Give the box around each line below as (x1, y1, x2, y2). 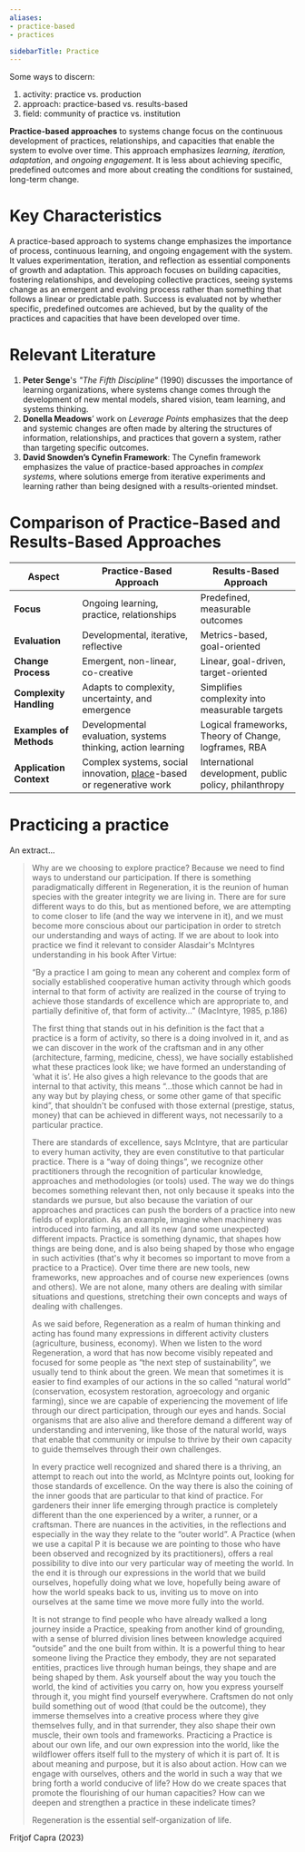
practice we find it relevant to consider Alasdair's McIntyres (31, 940, 256, 950)
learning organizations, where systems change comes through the (22, 385, 271, 396)
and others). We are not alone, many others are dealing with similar (31, 1281, 283, 1292)
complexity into (200, 692, 266, 705)
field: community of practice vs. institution (22, 108, 182, 119)
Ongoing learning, (82, 597, 159, 610)
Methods (14, 736, 54, 749)
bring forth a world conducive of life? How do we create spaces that (31, 1778, 287, 1788)
